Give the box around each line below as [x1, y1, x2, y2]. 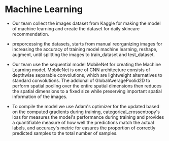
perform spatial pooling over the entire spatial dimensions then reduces [12, 82, 162, 89]
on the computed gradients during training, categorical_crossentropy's [12, 109, 160, 115]
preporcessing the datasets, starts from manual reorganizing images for [12, 40, 163, 46]
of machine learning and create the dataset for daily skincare [12, 25, 140, 31]
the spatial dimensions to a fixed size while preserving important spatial [12, 88, 162, 94]
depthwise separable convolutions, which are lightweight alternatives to [12, 72, 163, 78]
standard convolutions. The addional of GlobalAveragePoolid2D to [12, 77, 151, 83]
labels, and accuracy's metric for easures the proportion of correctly [12, 125, 156, 131]
